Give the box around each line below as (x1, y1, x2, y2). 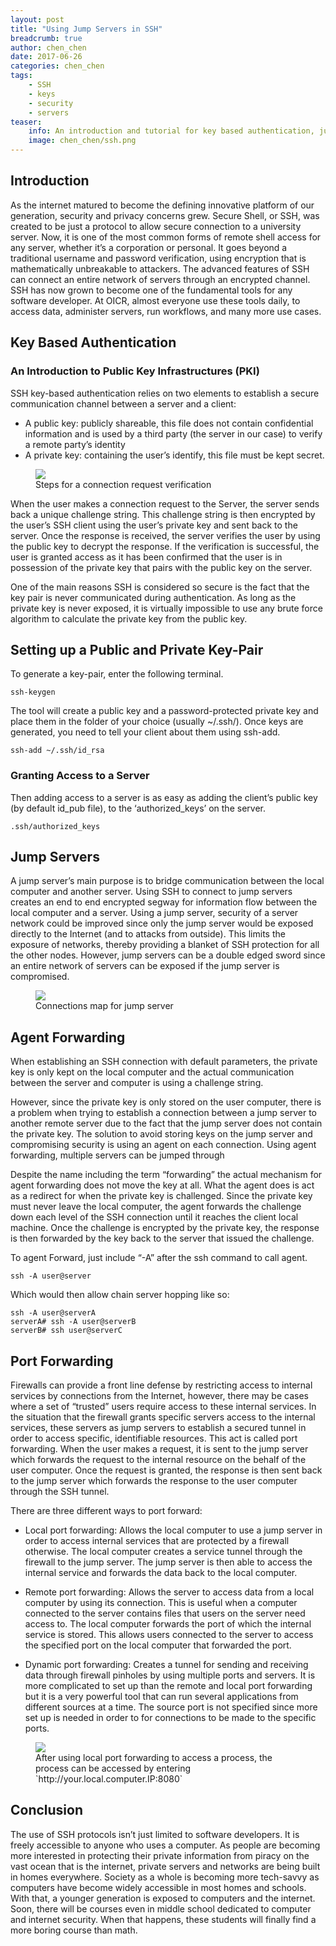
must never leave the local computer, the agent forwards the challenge (10, 1201, 302, 1213)
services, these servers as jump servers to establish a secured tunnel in (10, 1422, 307, 1434)
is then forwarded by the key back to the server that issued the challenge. (10, 1232, 315, 1245)
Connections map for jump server (35, 1000, 174, 1012)
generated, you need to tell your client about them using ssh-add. (10, 726, 281, 738)
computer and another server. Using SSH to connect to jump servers (10, 886, 293, 898)
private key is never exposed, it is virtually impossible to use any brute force (10, 602, 323, 614)
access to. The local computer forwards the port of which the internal (24, 1618, 312, 1630)
